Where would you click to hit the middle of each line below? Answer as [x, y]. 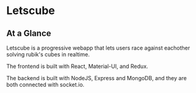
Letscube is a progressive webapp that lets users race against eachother [98, 48]
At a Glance [29, 33]
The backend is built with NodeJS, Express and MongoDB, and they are [96, 78]
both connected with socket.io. [45, 84]
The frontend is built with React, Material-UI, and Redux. [77, 66]
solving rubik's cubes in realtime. [48, 54]
